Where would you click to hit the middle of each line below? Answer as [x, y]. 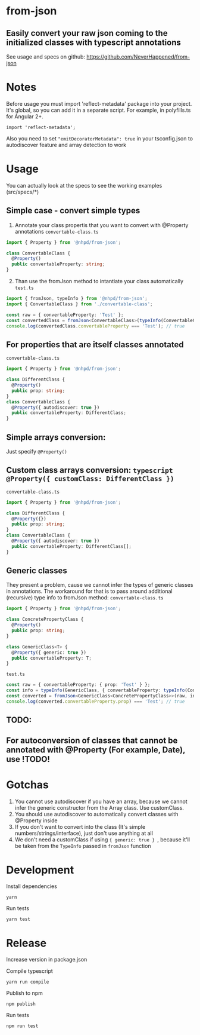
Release [26, 943]
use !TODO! [28, 759]
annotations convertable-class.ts [57, 231]
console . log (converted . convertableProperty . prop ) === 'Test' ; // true [96, 701]
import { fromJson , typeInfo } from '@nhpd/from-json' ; [77, 299]
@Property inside [36, 820]
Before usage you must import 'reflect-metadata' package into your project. [99, 103]
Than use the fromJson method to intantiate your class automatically [99, 281]
